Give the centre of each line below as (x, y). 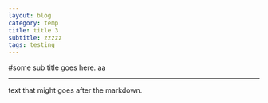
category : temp (33, 23)
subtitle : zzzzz (35, 38)
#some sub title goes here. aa (57, 67)
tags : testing (32, 45)
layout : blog (30, 15)
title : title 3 (33, 30)
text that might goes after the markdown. (75, 90)
